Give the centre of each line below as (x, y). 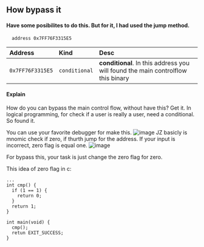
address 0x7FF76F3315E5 (42, 38)
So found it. (21, 120)
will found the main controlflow (143, 70)
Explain (16, 94)
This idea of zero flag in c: (39, 168)
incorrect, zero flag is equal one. (47, 145)
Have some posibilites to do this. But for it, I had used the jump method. (98, 25)
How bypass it (34, 10)
